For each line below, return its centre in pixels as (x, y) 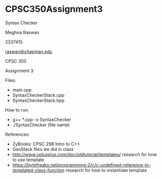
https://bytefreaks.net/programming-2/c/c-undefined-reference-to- (81, 165)
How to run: (17, 110)
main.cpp (22, 89)
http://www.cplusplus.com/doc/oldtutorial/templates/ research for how (84, 154)
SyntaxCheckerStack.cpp (38, 95)
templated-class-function (38, 170)
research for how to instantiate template (106, 170)
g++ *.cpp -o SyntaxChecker (42, 119)
